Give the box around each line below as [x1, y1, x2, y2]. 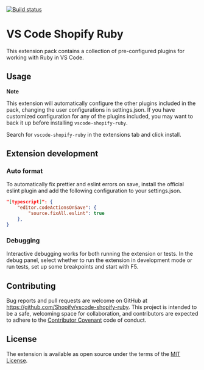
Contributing [6, 281, 56, 291]
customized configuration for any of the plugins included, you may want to [6, 112, 194, 120]
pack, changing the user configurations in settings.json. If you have [6, 106, 175, 113]
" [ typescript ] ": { [6, 199, 53, 205]
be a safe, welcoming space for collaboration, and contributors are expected [6, 310, 199, 317]
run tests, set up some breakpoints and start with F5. [6, 263, 139, 270]
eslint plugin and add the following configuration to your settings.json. [6, 187, 181, 195]
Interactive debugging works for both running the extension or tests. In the [6, 250, 194, 258]
